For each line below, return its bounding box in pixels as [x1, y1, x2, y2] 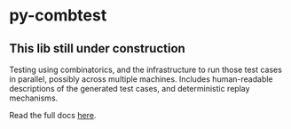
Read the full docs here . [9, 110, 97, 120]
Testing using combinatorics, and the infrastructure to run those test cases [9, 64, 282, 75]
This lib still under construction [9, 41, 186, 56]
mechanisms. [9, 93, 59, 103]
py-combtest [9, 5, 107, 26]
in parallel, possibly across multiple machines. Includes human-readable [9, 74, 273, 85]
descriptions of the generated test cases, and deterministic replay [9, 84, 250, 93]
